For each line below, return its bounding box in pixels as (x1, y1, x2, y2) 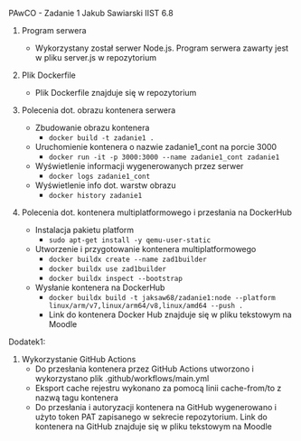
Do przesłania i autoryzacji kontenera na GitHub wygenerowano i (34, 402, 277, 412)
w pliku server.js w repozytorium (34, 52, 157, 62)
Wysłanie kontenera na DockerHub (34, 282, 165, 293)
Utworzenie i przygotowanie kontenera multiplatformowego (34, 244, 257, 254)
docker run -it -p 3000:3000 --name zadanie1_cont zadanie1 (48, 153, 280, 162)
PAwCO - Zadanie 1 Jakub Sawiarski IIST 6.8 (8, 8, 174, 18)
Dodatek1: (8, 336, 46, 347)
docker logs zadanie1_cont (48, 172, 151, 181)
